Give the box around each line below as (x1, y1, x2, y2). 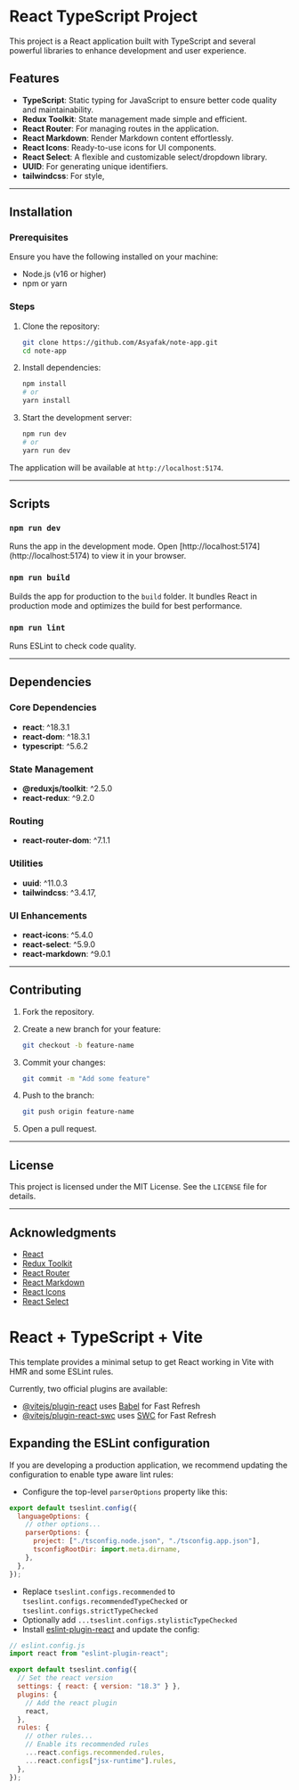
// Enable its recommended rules (25, 1740, 149, 1749)
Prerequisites (9, 232, 69, 244)
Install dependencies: (21, 363, 101, 373)
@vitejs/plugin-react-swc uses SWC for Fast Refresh (21, 1410, 216, 1420)
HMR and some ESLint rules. (9, 1366, 114, 1377)
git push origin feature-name (21, 1108, 135, 1116)
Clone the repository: (21, 321, 101, 331)
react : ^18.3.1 (21, 722, 70, 732)
